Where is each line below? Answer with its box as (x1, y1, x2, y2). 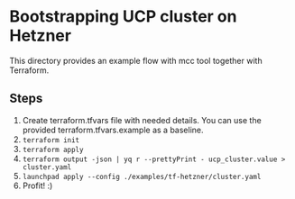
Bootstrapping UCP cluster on (9, 6, 237, 27)
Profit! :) (22, 180, 53, 191)
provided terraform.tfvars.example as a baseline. (22, 124, 205, 135)
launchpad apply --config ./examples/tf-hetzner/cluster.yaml (22, 172, 262, 181)
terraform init (22, 135, 80, 145)
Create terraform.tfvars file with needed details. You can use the (22, 114, 262, 125)
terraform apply (22, 145, 84, 154)
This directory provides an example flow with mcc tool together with (9, 55, 263, 66)
